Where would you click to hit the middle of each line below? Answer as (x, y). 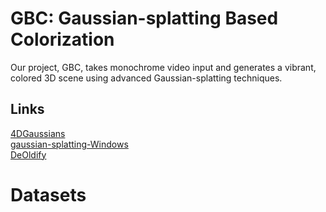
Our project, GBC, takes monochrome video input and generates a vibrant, (163, 67)
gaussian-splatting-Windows (69, 144)
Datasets (48, 194)
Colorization (62, 39)
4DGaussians (38, 133)
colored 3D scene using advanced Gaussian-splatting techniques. (146, 78)
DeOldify (28, 154)
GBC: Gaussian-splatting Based (144, 18)
